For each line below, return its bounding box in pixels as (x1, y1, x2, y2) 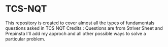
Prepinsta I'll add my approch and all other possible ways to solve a (5, 30, 146, 36)
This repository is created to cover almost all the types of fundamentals (5, 20, 155, 26)
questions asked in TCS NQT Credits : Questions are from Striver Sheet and (5, 25, 163, 31)
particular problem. (5, 36, 46, 42)
